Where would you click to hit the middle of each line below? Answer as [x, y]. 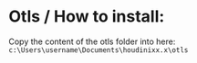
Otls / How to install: [87, 17]
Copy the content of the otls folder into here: [92, 41]
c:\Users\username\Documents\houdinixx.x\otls [98, 50]
